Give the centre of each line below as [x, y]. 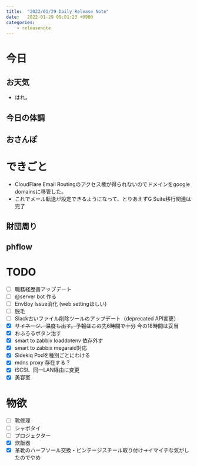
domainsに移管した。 [40, 191]
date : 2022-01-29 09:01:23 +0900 [50, 17]
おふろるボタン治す [38, 333]
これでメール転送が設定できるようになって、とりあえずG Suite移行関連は [103, 199]
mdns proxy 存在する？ [43, 363]
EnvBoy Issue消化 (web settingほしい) [61, 303]
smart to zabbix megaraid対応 [51, 348]
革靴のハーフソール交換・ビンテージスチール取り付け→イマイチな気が [99, 450]
